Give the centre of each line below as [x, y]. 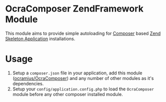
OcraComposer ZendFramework [74, 9]
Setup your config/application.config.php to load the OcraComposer [83, 89]
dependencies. [28, 83]
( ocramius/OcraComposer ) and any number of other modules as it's [83, 78]
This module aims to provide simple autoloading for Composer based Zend [83, 33]
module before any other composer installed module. [68, 94]
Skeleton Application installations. [40, 39]
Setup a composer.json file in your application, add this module [77, 73]
